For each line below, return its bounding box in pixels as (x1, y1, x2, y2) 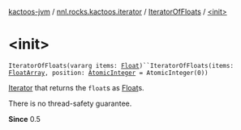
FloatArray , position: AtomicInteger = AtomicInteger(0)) (8, 69, 209, 77)
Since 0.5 (8, 114, 41, 124)
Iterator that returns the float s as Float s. (8, 82, 144, 92)
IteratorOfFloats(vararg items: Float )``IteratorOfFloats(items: (8, 61, 234, 69)
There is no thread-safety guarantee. (8, 99, 132, 108)
